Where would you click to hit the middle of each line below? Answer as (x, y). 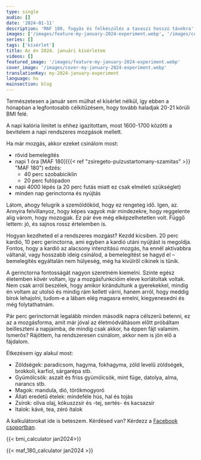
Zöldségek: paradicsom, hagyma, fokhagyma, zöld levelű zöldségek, (99, 365)
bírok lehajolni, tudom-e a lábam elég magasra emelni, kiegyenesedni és (95, 298)
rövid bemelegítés (37, 155)
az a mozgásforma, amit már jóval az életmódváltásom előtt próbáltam (93, 322)
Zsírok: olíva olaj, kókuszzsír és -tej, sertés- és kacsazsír (85, 403)
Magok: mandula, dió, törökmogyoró (60, 390)
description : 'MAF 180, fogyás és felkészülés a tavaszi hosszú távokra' (100, 28)
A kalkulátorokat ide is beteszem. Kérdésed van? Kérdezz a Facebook (92, 421)
